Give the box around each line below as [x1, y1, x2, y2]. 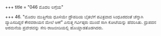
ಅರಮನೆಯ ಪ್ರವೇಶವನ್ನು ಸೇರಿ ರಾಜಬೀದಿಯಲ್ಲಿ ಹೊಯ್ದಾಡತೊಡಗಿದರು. [5, 25, 104, 31]
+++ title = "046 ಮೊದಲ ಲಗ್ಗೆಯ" [5, 4, 64, 10]
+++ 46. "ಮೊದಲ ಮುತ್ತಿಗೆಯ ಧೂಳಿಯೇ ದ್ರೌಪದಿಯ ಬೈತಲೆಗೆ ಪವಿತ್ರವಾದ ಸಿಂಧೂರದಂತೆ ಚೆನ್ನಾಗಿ [5, 14, 144, 19]
